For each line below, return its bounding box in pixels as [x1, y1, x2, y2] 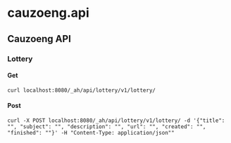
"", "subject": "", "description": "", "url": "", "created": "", [7, 123, 206, 130]
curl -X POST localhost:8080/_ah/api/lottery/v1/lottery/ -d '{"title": [7, 117, 225, 124]
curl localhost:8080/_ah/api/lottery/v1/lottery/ [7, 86, 156, 94]
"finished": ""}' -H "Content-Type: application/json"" [7, 129, 175, 136]
